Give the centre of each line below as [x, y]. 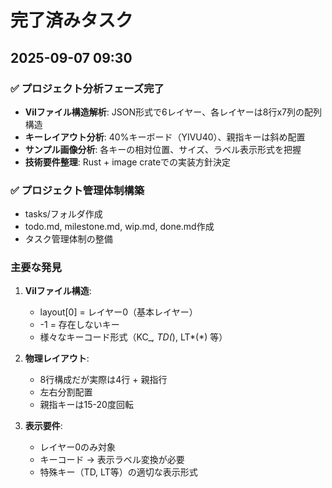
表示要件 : [43, 426]
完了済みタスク [72, 20]
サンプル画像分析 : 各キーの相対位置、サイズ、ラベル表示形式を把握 [163, 149]
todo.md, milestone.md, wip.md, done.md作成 [119, 227]
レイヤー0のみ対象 [78, 447]
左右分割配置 [66, 392]
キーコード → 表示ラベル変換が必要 [112, 460]
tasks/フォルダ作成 [63, 214]
